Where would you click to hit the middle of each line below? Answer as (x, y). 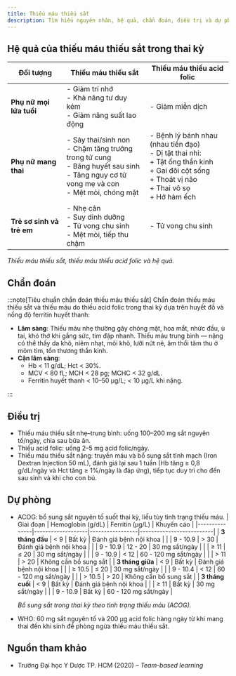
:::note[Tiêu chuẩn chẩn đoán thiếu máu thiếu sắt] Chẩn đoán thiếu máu (111, 300)
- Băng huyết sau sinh (103, 166)
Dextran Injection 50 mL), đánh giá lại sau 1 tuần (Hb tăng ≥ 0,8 (109, 463)
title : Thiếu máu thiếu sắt (48, 14)
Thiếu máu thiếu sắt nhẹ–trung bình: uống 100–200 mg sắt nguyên (113, 433)
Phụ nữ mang (34, 162)
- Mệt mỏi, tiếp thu (97, 234)
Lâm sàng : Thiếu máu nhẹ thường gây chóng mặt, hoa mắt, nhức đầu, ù (121, 329)
